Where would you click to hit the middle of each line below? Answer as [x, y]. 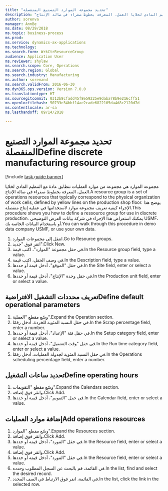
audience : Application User [34, 56]
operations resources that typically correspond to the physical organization [82, 197]
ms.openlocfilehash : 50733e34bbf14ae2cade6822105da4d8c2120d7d [72, 103]
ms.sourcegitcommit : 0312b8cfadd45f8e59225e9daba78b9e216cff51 [72, 98]
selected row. [26, 484]
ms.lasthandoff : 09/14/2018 [34, 112]
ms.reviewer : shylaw [27, 61]
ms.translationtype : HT [30, 94]
